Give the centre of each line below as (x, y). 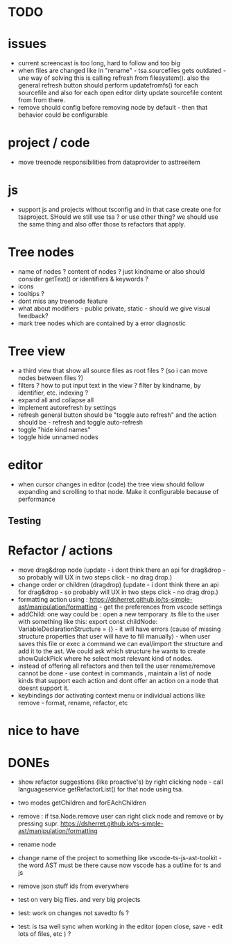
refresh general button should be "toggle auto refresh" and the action (117, 415)
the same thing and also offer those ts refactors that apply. (102, 224)
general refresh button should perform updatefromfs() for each (108, 85)
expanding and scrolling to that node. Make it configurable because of (118, 491)
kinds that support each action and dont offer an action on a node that (118, 681)
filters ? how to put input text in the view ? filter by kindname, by (109, 385)
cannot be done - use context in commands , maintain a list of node (114, 673)
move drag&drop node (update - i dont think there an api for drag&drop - (122, 570)
